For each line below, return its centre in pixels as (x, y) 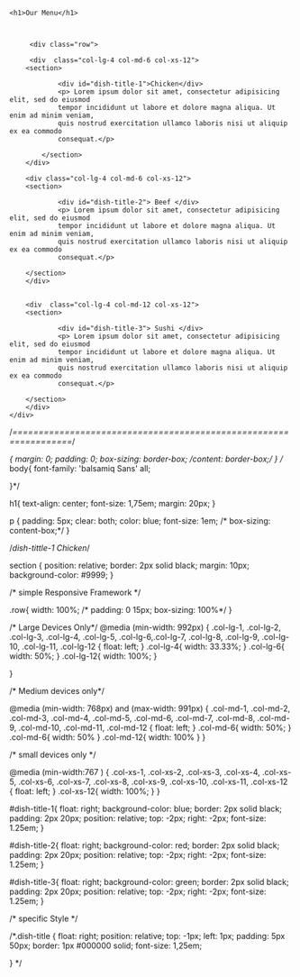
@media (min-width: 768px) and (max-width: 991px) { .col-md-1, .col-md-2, (150, 708)
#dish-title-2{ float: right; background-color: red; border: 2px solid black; (145, 845)
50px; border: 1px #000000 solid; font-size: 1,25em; (106, 945)
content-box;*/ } (40, 530)
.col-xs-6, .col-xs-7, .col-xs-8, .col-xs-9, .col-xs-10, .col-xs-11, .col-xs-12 (153, 781)
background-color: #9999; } (62, 575)
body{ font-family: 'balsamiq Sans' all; (80, 468)
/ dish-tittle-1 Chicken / (50, 548)
